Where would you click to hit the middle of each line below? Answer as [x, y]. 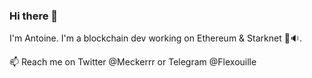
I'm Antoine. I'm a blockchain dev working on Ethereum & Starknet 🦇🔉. [155, 38]
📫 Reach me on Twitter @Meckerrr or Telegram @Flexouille [133, 62]
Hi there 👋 [34, 16]
